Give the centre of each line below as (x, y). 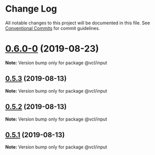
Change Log (31, 9)
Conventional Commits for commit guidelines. (53, 28)
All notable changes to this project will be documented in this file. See (78, 23)
